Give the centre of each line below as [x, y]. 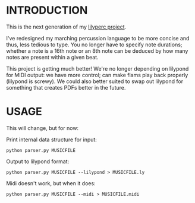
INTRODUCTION [47, 10]
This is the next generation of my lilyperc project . [66, 27]
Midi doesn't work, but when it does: [51, 183]
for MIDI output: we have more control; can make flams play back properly [97, 75]
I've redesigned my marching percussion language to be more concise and [98, 38]
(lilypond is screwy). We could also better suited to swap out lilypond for [95, 81]
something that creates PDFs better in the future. [66, 87]
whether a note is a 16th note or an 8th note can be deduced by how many [97, 50]
